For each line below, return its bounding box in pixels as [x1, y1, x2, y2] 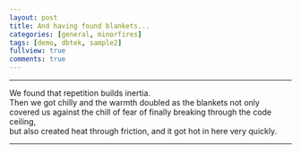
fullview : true [9, 47, 66, 56]
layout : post [9, 13, 58, 22]
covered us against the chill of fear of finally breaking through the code [9, 107, 272, 117]
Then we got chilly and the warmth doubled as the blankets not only [9, 98, 260, 107]
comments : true [9, 55, 66, 64]
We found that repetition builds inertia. [9, 88, 150, 98]
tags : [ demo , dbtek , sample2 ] [9, 38, 123, 47]
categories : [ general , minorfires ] [9, 30, 142, 38]
